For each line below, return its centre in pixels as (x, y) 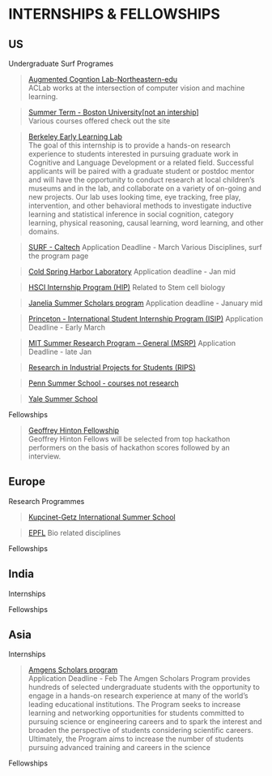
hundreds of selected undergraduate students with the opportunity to (144, 688)
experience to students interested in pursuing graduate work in (133, 154)
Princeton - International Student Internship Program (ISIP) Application (145, 319)
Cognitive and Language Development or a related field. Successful (141, 162)
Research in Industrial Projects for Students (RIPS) (112, 367)
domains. (43, 231)
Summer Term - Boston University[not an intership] (114, 112)
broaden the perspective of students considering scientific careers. (140, 731)
